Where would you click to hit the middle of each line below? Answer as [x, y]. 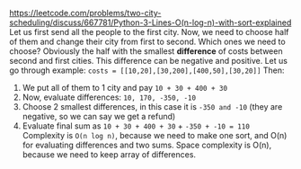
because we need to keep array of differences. [109, 155]
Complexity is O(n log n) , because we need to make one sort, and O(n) [155, 135]
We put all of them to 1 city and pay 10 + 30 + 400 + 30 [124, 88]
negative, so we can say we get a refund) [99, 116]
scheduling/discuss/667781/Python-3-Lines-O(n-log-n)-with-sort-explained [150, 22]
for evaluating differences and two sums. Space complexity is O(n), [147, 145]
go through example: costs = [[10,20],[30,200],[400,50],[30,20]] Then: [147, 70]
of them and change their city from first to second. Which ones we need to [147, 41]
